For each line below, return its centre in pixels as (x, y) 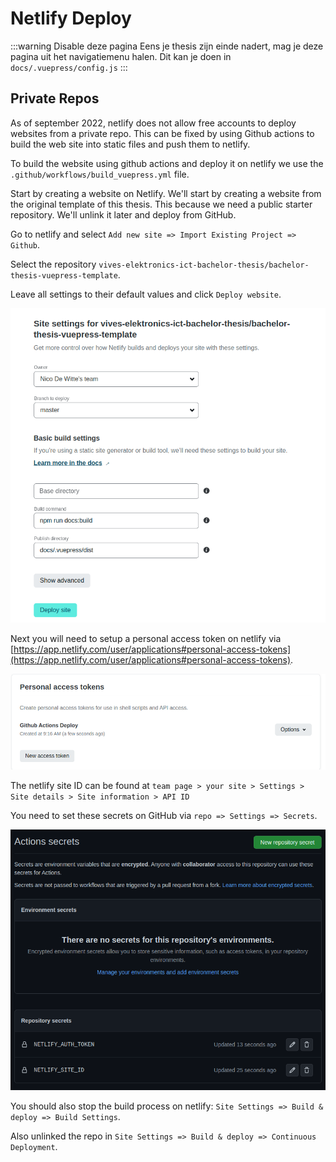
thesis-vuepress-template (64, 275)
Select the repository (53, 264)
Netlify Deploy (71, 18)
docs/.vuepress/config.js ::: (69, 67)
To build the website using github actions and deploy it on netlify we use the (167, 163)
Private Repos (55, 98)
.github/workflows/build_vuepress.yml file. (100, 174)
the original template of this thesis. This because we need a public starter (161, 204)
